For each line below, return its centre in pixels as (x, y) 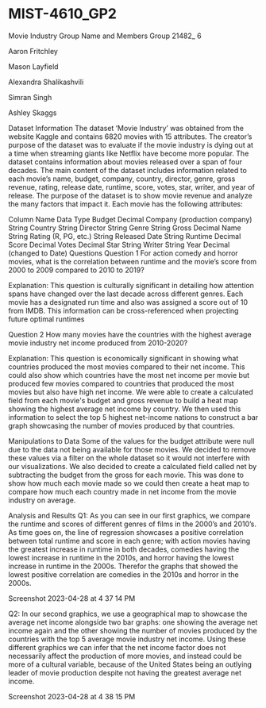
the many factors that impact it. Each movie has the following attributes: (126, 204)
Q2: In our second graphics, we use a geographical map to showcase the (128, 614)
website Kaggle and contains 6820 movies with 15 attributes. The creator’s (130, 137)
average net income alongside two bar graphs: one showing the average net (133, 622)
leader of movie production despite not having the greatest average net (125, 672)
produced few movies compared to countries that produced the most (121, 383)
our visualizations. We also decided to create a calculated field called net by (133, 466)
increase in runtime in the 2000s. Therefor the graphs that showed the (123, 566)
